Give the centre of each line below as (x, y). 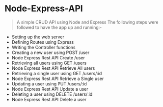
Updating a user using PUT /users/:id (49, 83)
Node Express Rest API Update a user (50, 89)
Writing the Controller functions (43, 47)
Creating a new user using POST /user (50, 53)
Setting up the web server (38, 37)
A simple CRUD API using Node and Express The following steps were (87, 22)
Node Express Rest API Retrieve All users (53, 68)
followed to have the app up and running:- (59, 27)
